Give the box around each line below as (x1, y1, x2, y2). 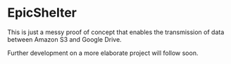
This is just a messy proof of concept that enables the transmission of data (7, 28, 225, 36)
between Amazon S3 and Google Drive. (7, 35, 122, 43)
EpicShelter (7, 5, 77, 21)
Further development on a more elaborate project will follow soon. (7, 49, 199, 57)
